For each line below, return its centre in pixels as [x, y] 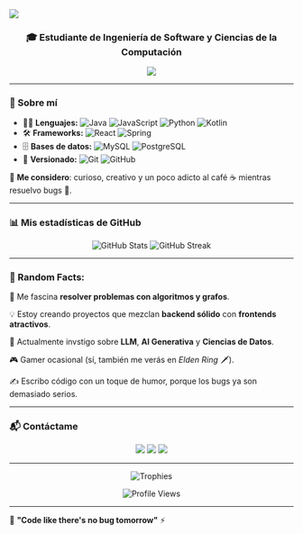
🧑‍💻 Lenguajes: [50, 122]
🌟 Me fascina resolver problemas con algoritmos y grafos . [119, 297]
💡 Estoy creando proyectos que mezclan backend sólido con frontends [143, 314]
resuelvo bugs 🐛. [41, 190]
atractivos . [30, 324]
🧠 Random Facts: [47, 276]
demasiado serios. [44, 394]
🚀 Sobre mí [33, 103]
